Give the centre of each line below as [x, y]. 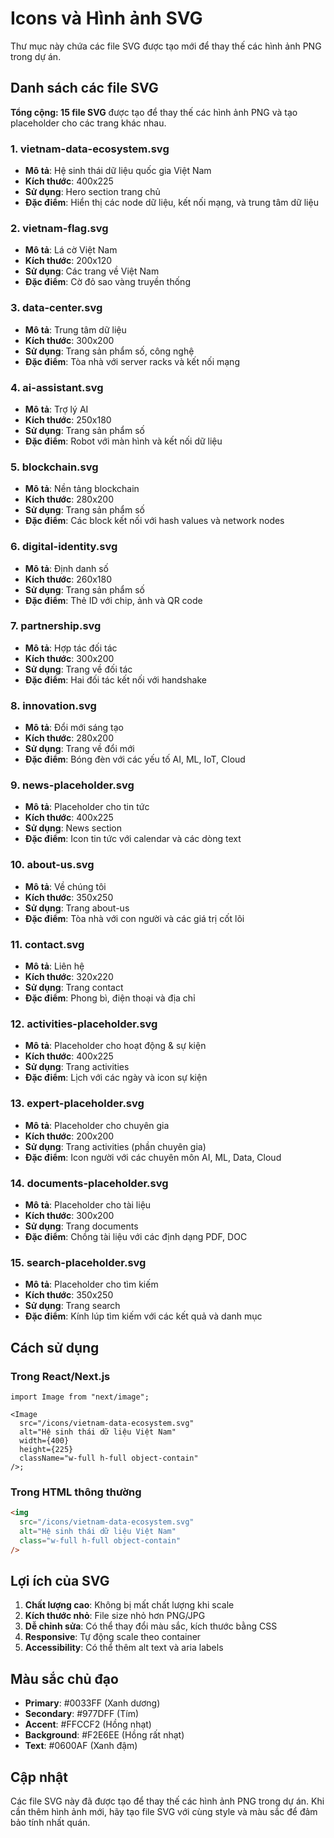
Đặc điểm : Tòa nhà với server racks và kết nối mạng [132, 361]
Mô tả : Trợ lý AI [56, 409]
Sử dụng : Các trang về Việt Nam [92, 271]
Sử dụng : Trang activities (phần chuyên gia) [115, 1146]
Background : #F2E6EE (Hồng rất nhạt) [104, 1735]
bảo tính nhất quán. [50, 1822]
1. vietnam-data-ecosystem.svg [90, 149]
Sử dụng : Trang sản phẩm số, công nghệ [109, 351]
